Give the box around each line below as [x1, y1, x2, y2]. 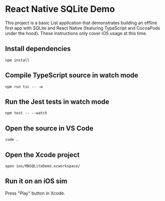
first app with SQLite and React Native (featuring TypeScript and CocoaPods [5, 25, 161, 31]
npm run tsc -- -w [5, 84, 43, 89]
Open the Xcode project [5, 151, 80, 159]
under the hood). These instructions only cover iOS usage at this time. [5, 30, 147, 36]
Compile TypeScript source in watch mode [5, 71, 139, 80]
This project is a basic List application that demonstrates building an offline [5, 20, 158, 26]
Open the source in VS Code [5, 124, 94, 132]
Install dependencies [5, 44, 71, 53]
